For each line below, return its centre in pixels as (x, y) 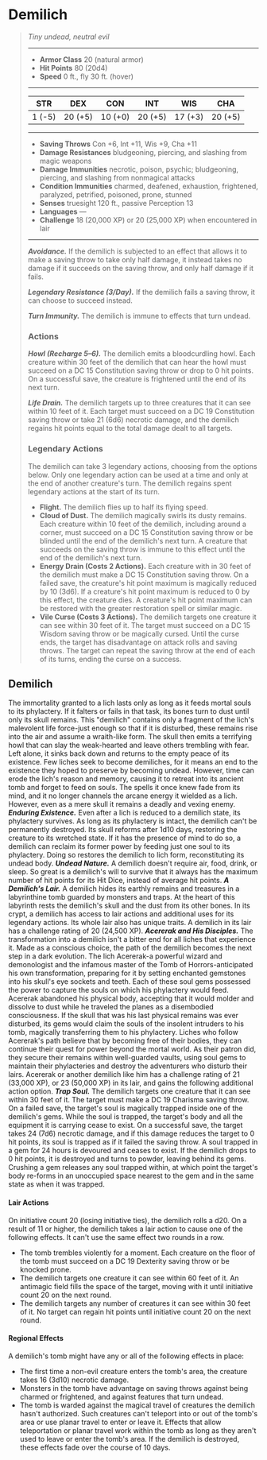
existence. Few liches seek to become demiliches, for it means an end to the (133, 762)
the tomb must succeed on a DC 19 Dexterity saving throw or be (125, 1261)
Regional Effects (36, 1338)
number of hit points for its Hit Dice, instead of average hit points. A (119, 881)
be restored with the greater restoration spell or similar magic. (141, 608)
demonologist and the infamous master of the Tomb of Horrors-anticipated (131, 965)
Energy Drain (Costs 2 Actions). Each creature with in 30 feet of (145, 566)
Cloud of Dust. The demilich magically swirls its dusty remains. (143, 515)
